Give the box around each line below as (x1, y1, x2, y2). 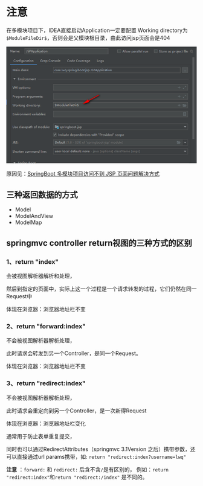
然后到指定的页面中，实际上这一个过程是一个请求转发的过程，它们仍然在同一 (6, 285, 197, 292)
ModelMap (14, 219, 42, 226)
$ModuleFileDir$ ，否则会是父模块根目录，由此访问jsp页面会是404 (6, 34, 170, 41)
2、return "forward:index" (6, 322, 86, 330)
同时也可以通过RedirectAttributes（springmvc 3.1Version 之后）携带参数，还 (6, 445, 196, 453)
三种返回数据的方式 (6, 190, 78, 200)
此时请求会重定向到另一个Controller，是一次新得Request (6, 407, 147, 414)
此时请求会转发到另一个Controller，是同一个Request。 (6, 350, 142, 357)
